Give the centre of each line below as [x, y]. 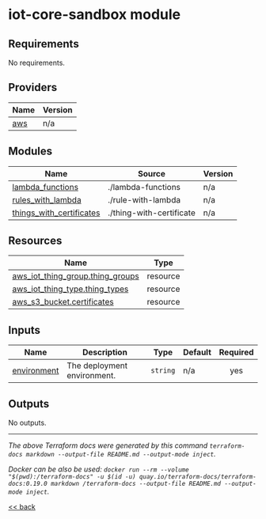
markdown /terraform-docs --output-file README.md [136, 484]
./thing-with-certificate [152, 213]
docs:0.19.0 [28, 484]
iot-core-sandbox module [95, 15]
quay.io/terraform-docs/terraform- [198, 477]
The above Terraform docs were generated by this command [108, 445]
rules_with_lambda [47, 199]
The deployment [97, 366]
